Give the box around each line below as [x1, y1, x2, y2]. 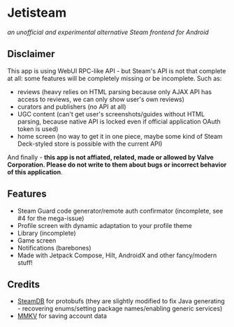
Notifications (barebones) [17, 243, 92, 252]
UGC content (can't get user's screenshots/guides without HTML [17, 109, 205, 118]
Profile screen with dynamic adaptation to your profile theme [17, 221, 192, 229]
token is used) [17, 124, 59, 133]
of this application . [7, 167, 63, 176]
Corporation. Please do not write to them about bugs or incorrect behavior [7, 160, 227, 169]
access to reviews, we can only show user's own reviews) [17, 95, 185, 103]
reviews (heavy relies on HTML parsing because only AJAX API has [17, 87, 212, 96]
